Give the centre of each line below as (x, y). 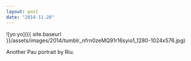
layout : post (22, 12)
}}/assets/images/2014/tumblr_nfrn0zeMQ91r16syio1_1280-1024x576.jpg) (96, 40)
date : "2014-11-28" (30, 17)
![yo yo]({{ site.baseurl (34, 34)
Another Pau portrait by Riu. (40, 52)
